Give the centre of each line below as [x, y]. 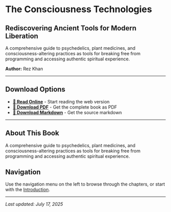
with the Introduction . [28, 190]
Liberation [22, 36]
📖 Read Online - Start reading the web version [61, 101]
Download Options [35, 90]
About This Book [32, 133]
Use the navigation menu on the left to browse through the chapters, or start [85, 184]
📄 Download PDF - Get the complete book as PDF [65, 107]
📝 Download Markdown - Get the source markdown [67, 112]
